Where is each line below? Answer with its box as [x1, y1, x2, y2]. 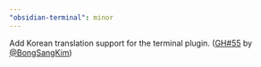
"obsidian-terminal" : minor [9, 13, 114, 22]
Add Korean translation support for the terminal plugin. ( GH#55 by [9, 38, 253, 48]
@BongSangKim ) [9, 46, 73, 58]
